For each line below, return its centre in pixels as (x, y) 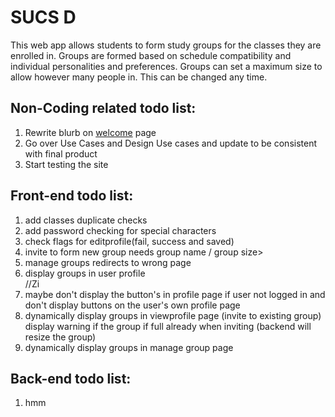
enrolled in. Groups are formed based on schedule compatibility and (151, 55)
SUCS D (43, 17)
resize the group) (60, 337)
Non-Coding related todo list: (103, 108)
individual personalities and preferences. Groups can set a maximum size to (166, 66)
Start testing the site (66, 164)
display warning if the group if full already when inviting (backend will (168, 326)
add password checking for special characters (120, 230)
